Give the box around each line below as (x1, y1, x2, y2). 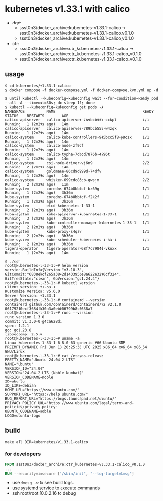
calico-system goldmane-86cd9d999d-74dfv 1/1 (5, 169, 150, 174)
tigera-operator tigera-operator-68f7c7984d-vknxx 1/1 (5, 246, 150, 251)
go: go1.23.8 (5, 327, 32, 333)
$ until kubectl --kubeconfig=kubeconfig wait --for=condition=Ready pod (5, 96, 159, 101)
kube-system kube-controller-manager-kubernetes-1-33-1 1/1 (5, 220, 150, 225)
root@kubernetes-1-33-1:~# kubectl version (5, 280, 95, 285)
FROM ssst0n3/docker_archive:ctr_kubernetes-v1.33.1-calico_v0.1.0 (5, 462, 145, 467)
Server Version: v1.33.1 (5, 293, 56, 298)
